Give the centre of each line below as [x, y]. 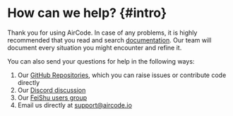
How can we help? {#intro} [87, 13]
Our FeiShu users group [52, 98]
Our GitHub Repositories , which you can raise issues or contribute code [122, 75]
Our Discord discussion [52, 90]
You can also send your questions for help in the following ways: [101, 61]
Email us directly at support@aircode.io [75, 105]
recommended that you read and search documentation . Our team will [109, 40]
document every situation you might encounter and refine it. [95, 47]
